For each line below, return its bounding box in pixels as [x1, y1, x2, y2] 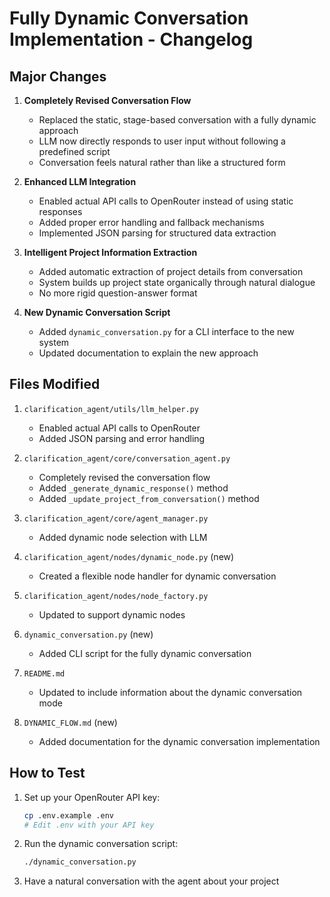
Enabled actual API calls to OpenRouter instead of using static [38, 195, 294, 207]
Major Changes [9, 68, 107, 85]
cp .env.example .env [23, 810, 114, 821]
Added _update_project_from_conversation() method [38, 492, 260, 504]
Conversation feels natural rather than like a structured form [38, 157, 286, 168]
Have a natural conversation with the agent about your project [23, 875, 280, 887]
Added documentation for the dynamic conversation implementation [38, 735, 321, 747]
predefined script [38, 146, 111, 157]
